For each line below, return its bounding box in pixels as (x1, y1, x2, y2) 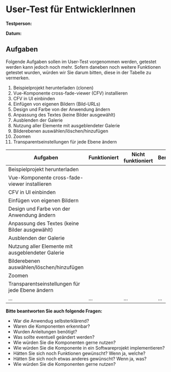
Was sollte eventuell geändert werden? (13, 334, 95, 340)
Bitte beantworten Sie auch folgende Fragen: (6, 308, 102, 314)
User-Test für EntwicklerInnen (6, 4, 136, 15)
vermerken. (6, 75, 30, 81)
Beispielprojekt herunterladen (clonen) (13, 84, 94, 91)
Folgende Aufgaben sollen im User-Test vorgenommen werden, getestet (6, 59, 157, 65)
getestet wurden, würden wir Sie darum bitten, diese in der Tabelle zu (6, 69, 152, 75)
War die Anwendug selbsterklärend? (13, 318, 89, 324)
